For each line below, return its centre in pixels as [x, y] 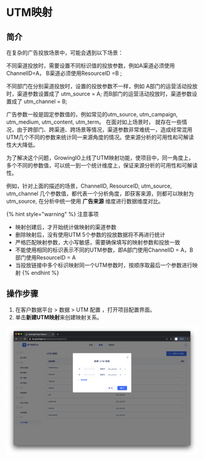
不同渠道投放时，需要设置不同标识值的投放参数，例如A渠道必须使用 [90, 65]
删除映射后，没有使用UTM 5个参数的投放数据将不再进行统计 [90, 235]
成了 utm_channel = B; [39, 101]
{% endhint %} [41, 273]
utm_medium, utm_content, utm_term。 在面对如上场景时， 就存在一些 [94, 122]
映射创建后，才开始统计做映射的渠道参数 [66, 227]
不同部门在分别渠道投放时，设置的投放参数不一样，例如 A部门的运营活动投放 [102, 86]
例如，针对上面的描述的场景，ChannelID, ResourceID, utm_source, [89, 186]
